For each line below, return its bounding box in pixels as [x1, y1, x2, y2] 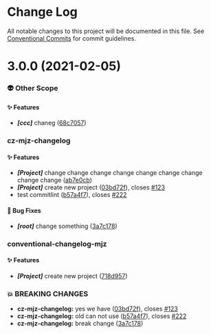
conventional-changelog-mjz [7, 239, 107, 249]
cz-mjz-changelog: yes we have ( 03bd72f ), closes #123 [16, 304, 179, 313]
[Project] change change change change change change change [16, 169, 203, 177]
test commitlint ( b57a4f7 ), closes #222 [16, 191, 127, 199]
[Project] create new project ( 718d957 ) [16, 271, 129, 280]
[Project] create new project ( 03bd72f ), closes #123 [16, 183, 166, 191]
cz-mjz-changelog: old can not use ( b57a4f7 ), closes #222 [16, 312, 187, 320]
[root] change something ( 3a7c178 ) [16, 222, 118, 230]
